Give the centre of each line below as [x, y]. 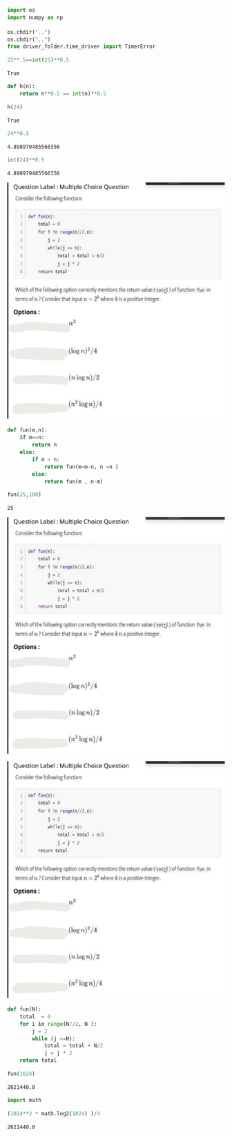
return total [38, 1060]
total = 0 [35, 1017]
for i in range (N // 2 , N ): [58, 1024]
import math [24, 1100]
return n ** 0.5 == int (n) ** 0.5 [63, 94]
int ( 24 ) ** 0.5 [26, 160]
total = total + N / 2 [74, 1046]
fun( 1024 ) [21, 1074]
